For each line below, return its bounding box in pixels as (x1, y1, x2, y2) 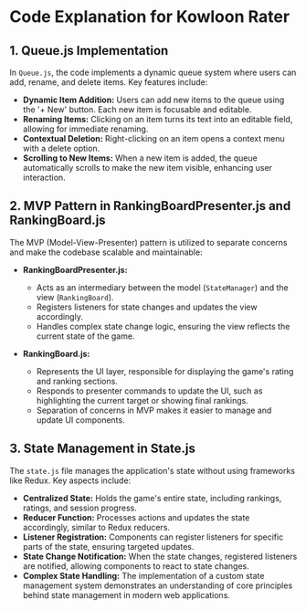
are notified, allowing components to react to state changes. (22, 560, 249, 572)
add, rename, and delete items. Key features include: (9, 77, 208, 88)
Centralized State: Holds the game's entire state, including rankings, (22, 492, 282, 503)
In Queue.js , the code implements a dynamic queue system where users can (9, 67, 297, 78)
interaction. (22, 172, 66, 183)
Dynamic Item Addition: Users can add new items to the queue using (22, 94, 285, 105)
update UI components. (36, 414, 125, 426)
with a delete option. (22, 143, 100, 153)
